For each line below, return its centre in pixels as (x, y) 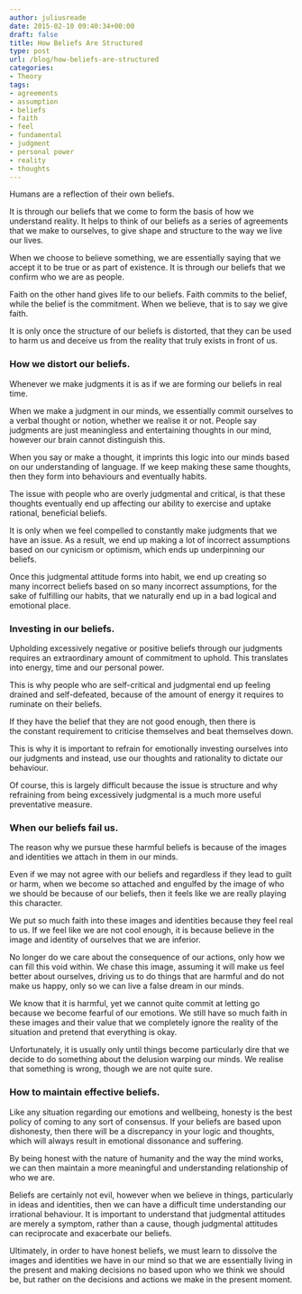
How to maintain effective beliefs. (85, 1092)
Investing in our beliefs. (62, 629)
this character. (36, 904)
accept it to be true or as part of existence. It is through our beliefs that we (147, 268)
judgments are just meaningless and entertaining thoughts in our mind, (141, 430)
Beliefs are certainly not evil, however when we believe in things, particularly (151, 1195)
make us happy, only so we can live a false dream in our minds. (127, 986)
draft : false (34, 34)
